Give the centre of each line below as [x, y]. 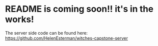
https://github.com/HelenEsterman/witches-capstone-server [66, 38]
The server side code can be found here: [46, 33]
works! [20, 19]
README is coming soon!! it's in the [79, 9]
